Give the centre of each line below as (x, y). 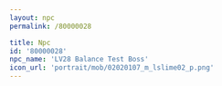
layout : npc (32, 18)
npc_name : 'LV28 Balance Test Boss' (79, 60)
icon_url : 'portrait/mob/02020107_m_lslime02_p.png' (112, 68)
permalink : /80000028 (51, 26)
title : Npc (30, 43)
